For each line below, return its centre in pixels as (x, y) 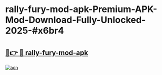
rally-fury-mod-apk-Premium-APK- (81, 9)
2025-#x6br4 (35, 31)
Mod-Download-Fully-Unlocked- (75, 20)
